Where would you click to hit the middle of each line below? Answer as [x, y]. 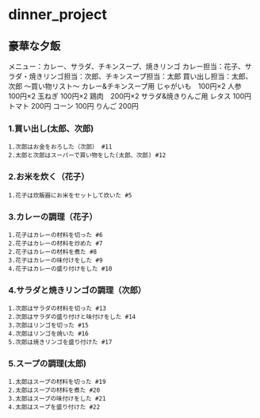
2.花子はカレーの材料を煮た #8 [53, 251]
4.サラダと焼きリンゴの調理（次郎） [77, 290]
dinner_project [57, 15]
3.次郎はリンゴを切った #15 [48, 326]
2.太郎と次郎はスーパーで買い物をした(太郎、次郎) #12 [87, 155]
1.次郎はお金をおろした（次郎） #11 [60, 147]
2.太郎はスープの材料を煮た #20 [54, 390]
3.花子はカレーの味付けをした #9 [55, 260]
